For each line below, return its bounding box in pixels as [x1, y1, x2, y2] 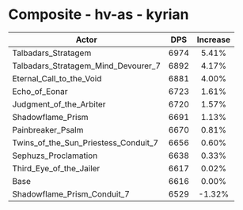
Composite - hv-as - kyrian [8, 6, 189, 24]
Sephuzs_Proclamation [12, 150, 98, 161]
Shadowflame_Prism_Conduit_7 [12, 188, 131, 199]
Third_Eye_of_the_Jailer [12, 163, 101, 174]
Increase [196, 34, 231, 45]
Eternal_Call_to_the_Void [12, 73, 102, 84]
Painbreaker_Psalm [12, 124, 84, 135]
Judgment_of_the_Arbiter [12, 99, 106, 110]
